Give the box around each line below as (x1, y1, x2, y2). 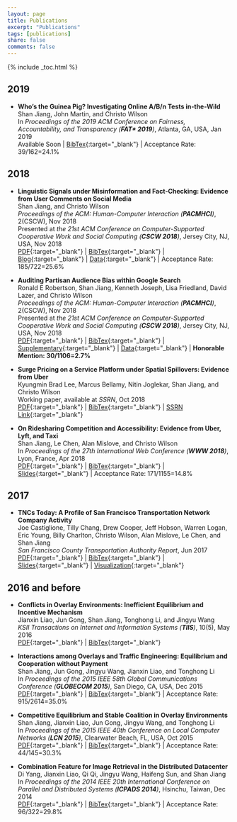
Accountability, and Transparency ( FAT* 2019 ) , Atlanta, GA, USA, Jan (17, 125, 221, 133)
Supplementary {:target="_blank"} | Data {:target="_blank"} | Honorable (17, 343, 225, 352)
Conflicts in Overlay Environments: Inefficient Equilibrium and (17, 601, 204, 609)
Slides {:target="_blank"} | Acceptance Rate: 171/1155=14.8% (17, 469, 193, 477)
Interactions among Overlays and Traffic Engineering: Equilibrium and (17, 652, 228, 660)
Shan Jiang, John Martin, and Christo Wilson (17, 109, 149, 118)
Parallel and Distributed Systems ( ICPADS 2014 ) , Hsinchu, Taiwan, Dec (17, 785, 226, 794)
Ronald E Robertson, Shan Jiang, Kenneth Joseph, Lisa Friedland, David (17, 283, 227, 291)
